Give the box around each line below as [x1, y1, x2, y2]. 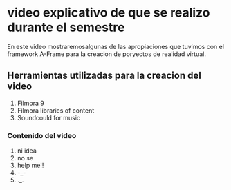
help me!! [17, 161, 44, 170]
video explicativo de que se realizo [7, 5, 210, 21]
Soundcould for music [17, 113, 81, 122]
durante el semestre [7, 19, 125, 35]
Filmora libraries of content [17, 106, 95, 115]
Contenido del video [7, 131, 77, 140]
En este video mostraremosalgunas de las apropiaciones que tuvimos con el [7, 42, 225, 50]
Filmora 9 [17, 99, 45, 107]
